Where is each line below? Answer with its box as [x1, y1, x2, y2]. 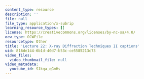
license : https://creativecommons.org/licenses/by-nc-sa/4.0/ [5, 30, 136, 35]
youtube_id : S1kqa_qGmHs [9, 67, 61, 72]
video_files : [5, 53, 32, 58]
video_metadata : [5, 62, 38, 67]
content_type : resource [5, 7, 54, 12]
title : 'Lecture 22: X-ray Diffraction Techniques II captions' [5, 44, 140, 49]
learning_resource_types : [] [5, 26, 65, 30]
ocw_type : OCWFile [5, 35, 43, 40]
